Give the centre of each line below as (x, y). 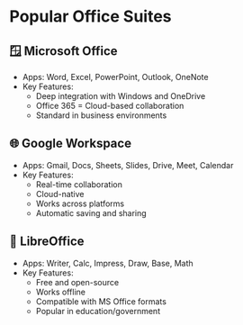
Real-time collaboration (79, 184)
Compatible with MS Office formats (101, 301)
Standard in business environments (101, 115)
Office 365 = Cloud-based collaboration (110, 106)
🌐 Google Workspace (71, 144)
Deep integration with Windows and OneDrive (121, 96)
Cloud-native (60, 194)
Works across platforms (80, 203)
